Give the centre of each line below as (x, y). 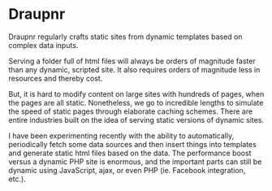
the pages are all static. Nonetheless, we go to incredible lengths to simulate (136, 102)
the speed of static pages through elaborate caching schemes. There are (131, 111)
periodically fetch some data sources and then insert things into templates (133, 144)
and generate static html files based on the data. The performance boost (130, 153)
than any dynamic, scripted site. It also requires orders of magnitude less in (134, 69)
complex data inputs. (43, 45)
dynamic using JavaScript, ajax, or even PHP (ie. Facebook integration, (127, 170)
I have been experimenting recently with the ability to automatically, (121, 136)
